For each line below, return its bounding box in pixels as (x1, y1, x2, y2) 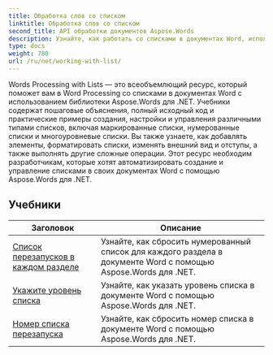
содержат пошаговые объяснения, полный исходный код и (8, 105, 214, 115)
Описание (159, 222, 201, 233)
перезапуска (12, 328, 63, 340)
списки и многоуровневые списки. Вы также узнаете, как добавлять (8, 131, 248, 141)
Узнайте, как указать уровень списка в (100, 279, 255, 291)
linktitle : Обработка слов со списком (8, 19, 140, 28)
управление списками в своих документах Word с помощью (8, 166, 220, 175)
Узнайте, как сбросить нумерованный (100, 236, 252, 247)
